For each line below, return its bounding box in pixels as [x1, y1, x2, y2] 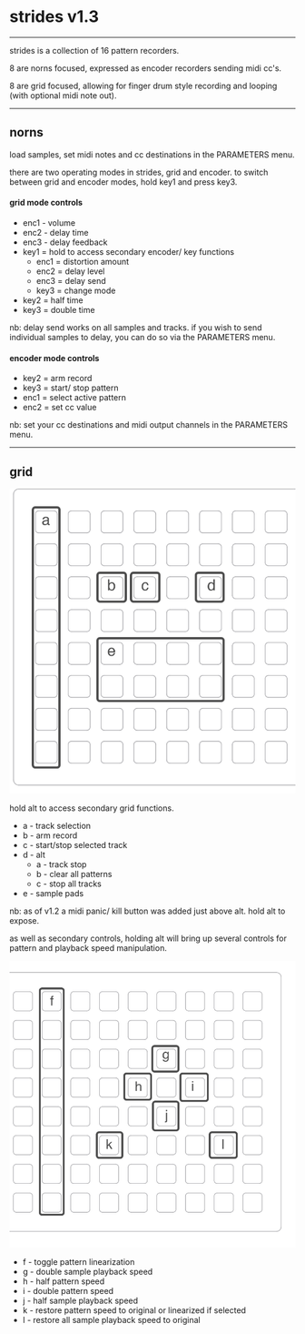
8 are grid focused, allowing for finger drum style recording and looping [9, 80, 278, 91]
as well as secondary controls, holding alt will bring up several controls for [9, 933, 288, 944]
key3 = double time [22, 304, 95, 315]
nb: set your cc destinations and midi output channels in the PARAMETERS [9, 419, 289, 430]
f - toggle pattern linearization [22, 1257, 135, 1268]
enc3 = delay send [35, 275, 106, 286]
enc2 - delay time [22, 227, 89, 237]
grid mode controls [9, 197, 84, 208]
